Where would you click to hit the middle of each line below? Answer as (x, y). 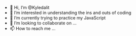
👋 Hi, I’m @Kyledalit (30, 8)
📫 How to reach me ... (33, 28)
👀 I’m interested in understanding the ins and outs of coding (70, 13)
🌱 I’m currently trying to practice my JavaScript (58, 18)
